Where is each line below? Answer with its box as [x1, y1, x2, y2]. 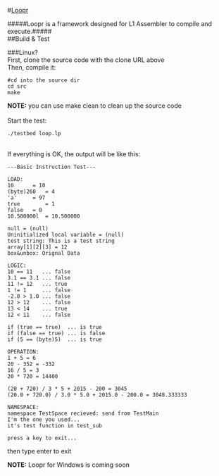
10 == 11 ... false [7, 268, 71, 275]
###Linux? [7, 49, 39, 56]
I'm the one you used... [7, 416, 80, 423]
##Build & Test [7, 35, 50, 43]
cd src [7, 83, 27, 90]
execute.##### [7, 27, 52, 35]
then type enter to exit [7, 447, 72, 455]
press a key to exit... [7, 434, 77, 441]
